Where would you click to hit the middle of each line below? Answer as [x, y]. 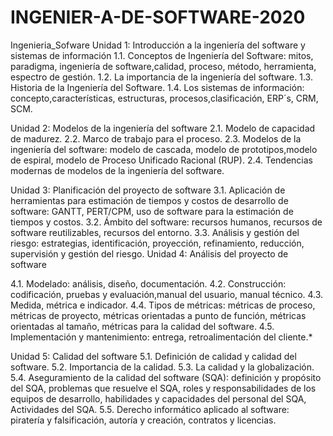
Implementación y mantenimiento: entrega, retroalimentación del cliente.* [161, 337]
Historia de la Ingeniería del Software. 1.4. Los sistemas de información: [157, 87]
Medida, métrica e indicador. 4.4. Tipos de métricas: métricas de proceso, [163, 305]
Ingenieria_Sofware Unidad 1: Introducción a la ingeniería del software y [158, 45]
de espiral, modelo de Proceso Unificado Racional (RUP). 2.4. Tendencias [162, 160]
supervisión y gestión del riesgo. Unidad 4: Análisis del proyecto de [149, 253]
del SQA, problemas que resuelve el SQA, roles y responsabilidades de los [163, 388]
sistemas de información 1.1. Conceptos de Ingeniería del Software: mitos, [162, 55]
